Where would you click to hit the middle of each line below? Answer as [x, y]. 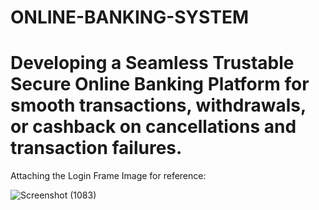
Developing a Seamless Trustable [152, 63]
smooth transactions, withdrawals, [158, 105]
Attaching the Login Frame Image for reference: [108, 176]
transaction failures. [96, 148]
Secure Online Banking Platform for [160, 84]
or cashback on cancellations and [153, 127]
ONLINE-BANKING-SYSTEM [129, 17]
